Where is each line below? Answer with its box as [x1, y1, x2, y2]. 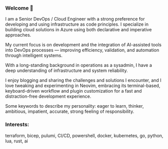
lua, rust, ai [5, 138, 29, 144]
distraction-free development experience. [5, 93, 92, 100]
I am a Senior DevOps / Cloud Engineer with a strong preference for [5, 16, 145, 22]
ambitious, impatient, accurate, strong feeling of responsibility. [5, 108, 134, 115]
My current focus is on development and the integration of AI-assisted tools [5, 42, 162, 48]
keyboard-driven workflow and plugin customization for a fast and [5, 88, 142, 94]
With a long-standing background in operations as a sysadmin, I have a [5, 62, 152, 68]
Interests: [5, 121, 30, 128]
